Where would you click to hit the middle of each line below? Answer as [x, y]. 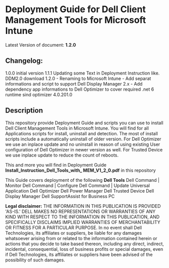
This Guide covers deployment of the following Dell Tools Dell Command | [82, 180]
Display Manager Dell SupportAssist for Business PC [60, 196]
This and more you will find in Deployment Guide [56, 165]
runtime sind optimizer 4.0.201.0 [39, 94]
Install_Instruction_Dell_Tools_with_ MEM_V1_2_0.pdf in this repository [80, 170]
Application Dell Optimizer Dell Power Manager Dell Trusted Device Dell [80, 190]
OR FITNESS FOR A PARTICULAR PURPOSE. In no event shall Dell [74, 227]
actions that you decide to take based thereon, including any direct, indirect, [85, 244]
